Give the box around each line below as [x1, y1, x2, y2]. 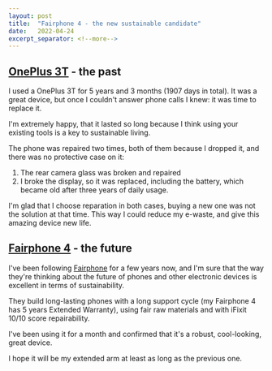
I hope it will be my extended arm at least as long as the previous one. [8, 353, 242, 363]
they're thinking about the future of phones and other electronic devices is [8, 271, 257, 281]
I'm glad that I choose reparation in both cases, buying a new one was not [8, 201, 256, 211]
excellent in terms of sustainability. [8, 280, 124, 290]
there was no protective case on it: [8, 152, 124, 162]
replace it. [8, 103, 42, 114]
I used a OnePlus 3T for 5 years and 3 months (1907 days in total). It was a [8, 86, 257, 96]
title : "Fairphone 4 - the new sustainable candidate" [8, 19, 201, 28]
